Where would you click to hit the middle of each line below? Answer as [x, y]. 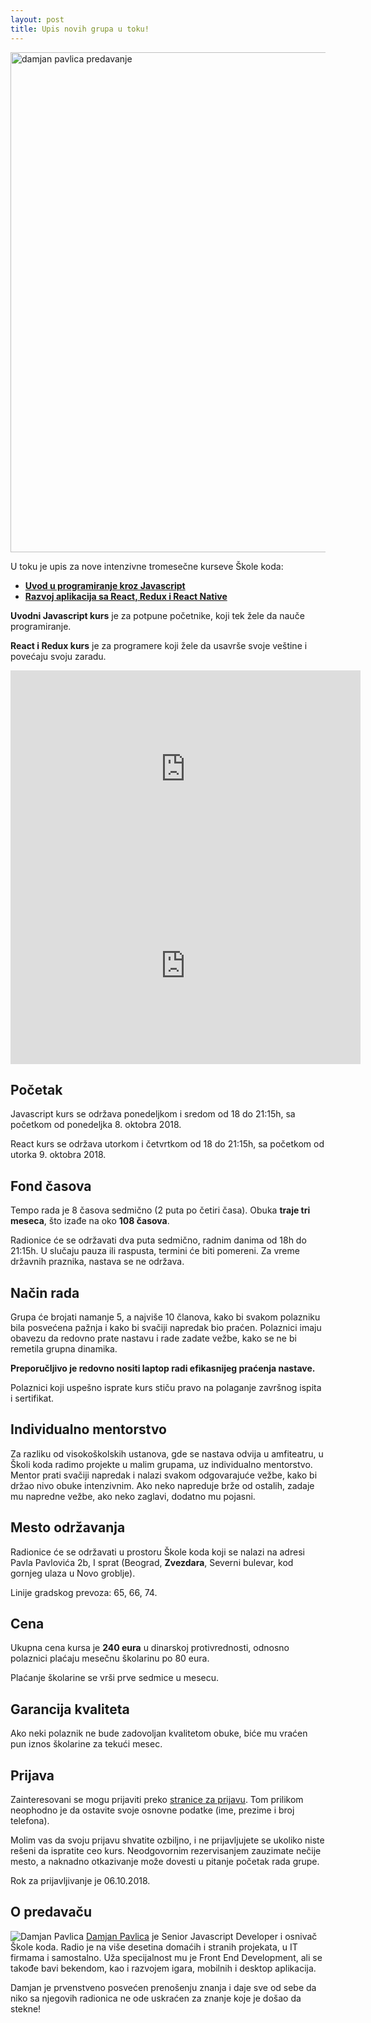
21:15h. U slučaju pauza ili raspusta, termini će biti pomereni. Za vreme [155, 1251]
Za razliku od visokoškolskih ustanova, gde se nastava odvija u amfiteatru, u [167, 1453]
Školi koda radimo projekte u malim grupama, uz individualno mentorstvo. [161, 1464]
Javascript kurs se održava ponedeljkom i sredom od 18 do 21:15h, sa [153, 1114]
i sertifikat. [32, 1398]
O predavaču [51, 1912]
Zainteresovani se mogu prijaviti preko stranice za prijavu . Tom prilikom [157, 1799]
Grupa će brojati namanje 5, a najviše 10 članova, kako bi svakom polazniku [165, 1317]
